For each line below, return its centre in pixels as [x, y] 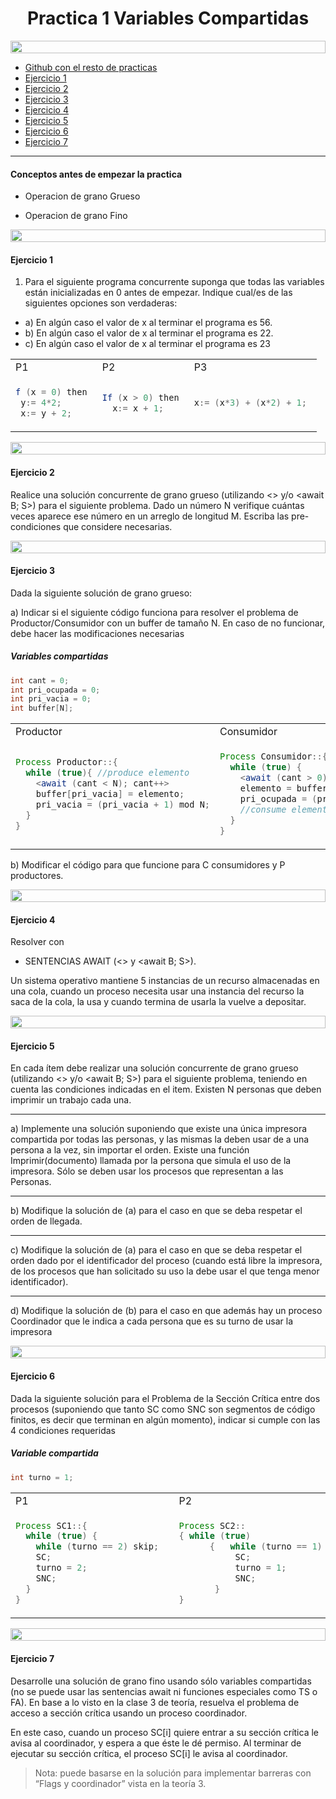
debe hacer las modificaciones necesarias [97, 633]
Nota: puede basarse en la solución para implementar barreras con [173, 1773]
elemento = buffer [283, 788]
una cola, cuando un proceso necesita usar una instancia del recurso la [157, 991]
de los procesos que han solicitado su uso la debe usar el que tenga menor [165, 1271]
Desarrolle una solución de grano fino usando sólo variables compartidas [161, 1681]
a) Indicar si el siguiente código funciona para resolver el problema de [154, 612]
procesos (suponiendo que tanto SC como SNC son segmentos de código [163, 1409]
